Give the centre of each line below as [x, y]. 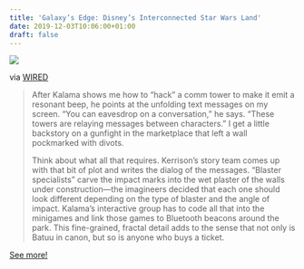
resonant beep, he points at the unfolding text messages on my [150, 104]
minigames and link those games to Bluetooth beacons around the [155, 218]
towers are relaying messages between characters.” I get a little [151, 124]
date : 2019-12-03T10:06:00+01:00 [73, 26]
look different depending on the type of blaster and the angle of [151, 199]
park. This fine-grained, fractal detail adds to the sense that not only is [163, 228]
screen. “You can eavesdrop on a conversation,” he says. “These [153, 114]
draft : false [34, 34]
